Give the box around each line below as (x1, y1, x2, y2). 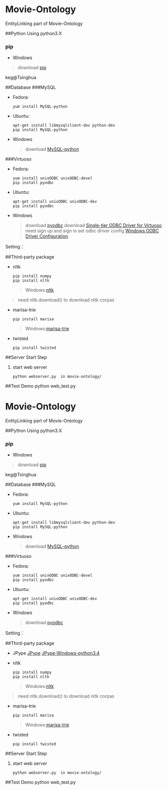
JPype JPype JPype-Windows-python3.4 (12, 650, 100, 656)
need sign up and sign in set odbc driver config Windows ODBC (25, 228, 159, 234)
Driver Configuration (25, 233, 69, 239)
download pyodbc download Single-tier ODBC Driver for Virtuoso (25, 222, 162, 228)
